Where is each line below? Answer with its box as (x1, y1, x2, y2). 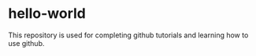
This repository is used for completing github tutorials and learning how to (8, 30, 249, 40)
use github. (8, 38, 45, 47)
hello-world (8, 5, 87, 23)
